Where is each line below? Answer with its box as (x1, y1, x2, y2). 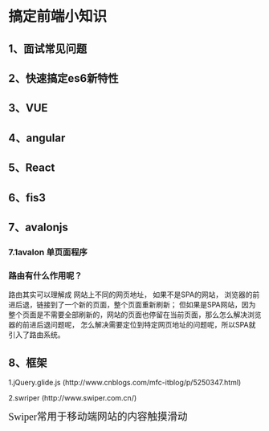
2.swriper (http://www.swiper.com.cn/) (8, 392, 137, 402)
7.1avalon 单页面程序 (8, 246, 88, 258)
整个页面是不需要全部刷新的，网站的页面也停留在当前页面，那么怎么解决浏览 (8, 310, 262, 319)
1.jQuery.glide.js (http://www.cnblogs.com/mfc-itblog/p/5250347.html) (8, 377, 242, 387)
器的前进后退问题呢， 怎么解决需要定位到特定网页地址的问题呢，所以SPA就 (8, 320, 256, 330)
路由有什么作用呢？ (8, 270, 83, 281)
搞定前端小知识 (8, 7, 108, 26)
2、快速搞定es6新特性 (8, 71, 119, 85)
